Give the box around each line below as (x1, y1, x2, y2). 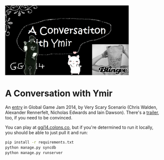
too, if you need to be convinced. (5, 114, 73, 120)
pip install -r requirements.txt (5, 140, 74, 145)
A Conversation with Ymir (5, 88, 113, 99)
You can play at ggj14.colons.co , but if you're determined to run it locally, (5, 124, 154, 130)
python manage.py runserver (5, 150, 63, 155)
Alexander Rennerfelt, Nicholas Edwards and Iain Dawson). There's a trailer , (5, 109, 160, 115)
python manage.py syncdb (5, 145, 56, 150)
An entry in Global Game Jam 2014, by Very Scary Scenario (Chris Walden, (5, 104, 158, 110)
